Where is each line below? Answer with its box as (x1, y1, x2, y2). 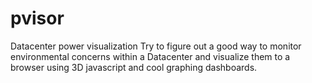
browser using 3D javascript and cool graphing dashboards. (10, 61, 258, 73)
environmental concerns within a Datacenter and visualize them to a (10, 50, 291, 62)
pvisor (10, 7, 65, 30)
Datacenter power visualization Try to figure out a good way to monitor (10, 40, 302, 52)
